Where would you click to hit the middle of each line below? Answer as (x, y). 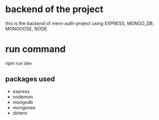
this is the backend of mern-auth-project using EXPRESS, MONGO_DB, (80, 23)
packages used (30, 79)
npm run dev (19, 63)
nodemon (23, 97)
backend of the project (54, 9)
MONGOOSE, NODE (26, 28)
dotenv (20, 113)
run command (35, 49)
